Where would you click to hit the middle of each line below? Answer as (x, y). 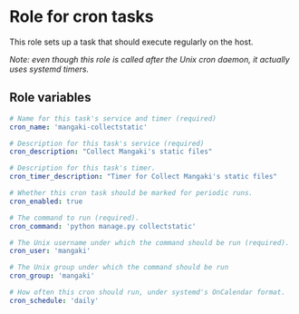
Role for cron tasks (82, 17)
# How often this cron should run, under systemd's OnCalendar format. (147, 292)
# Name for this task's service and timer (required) (113, 118)
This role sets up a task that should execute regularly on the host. (131, 42)
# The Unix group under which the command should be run (119, 268)
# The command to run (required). (75, 218)
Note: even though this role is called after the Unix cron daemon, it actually (149, 59)
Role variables (50, 98)
